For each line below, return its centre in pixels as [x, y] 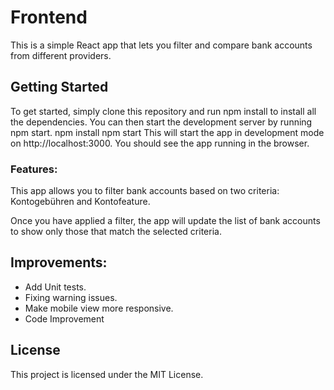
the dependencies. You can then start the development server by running [161, 122]
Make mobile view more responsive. [99, 308]
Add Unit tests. [55, 287]
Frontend [49, 17]
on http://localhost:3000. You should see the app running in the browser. [160, 143]
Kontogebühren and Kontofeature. [80, 202]
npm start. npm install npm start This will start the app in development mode [167, 132]
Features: [34, 169]
